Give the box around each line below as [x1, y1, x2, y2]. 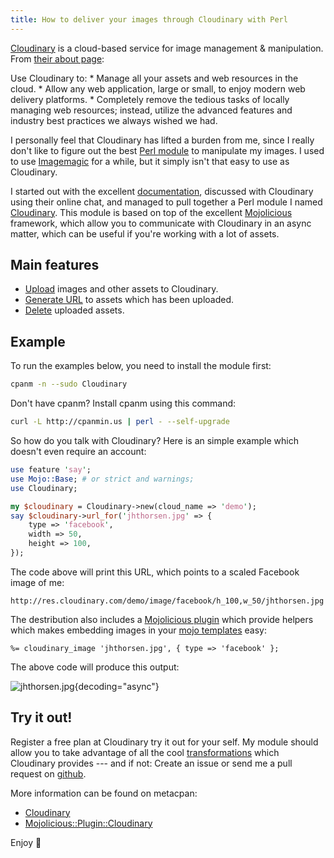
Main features [10, 257, 100, 274]
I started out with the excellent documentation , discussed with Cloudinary [10, 185, 314, 197]
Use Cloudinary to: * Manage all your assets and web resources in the [10, 72, 299, 84]
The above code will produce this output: [10, 661, 180, 673]
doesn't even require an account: [10, 446, 147, 457]
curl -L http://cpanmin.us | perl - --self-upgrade [10, 417, 230, 427]
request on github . [10, 767, 87, 780]
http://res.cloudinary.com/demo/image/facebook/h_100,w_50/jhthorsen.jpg [10, 596, 325, 606]
